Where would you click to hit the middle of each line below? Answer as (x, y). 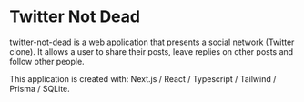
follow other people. (47, 61)
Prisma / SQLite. (40, 88)
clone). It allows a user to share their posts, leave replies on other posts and (152, 51)
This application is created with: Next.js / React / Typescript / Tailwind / (143, 78)
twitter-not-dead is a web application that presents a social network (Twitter (152, 42)
